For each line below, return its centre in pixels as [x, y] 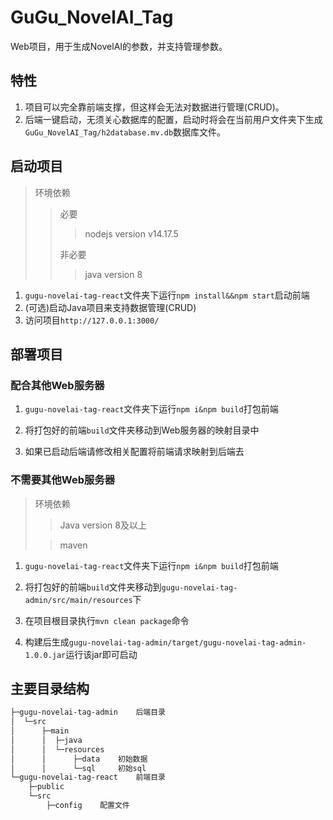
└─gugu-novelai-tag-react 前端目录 [88, 777]
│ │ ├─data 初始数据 [79, 759]
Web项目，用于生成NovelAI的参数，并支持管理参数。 [119, 46]
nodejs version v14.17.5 [131, 233]
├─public [46, 787]
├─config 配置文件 [88, 806]
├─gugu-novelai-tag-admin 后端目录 [88, 712]
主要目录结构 [50, 688]
